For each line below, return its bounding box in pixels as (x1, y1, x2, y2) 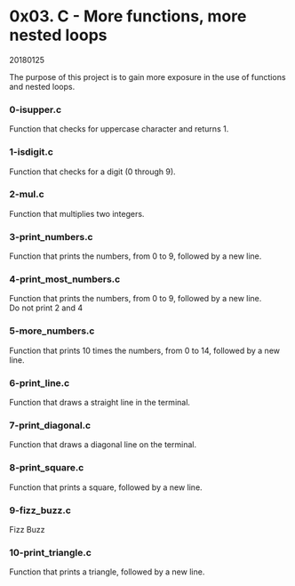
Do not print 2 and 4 (9, 302, 83, 313)
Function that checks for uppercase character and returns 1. (9, 124, 229, 134)
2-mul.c (9, 189, 44, 201)
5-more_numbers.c (9, 325, 95, 337)
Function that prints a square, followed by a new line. (9, 482, 203, 493)
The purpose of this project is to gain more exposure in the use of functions (9, 71, 286, 82)
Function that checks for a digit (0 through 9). (9, 166, 176, 177)
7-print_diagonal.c (9, 419, 92, 431)
